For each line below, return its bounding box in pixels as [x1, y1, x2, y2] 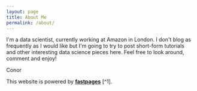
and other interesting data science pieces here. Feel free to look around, [6, 49, 184, 56]
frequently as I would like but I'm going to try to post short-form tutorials [6, 42, 184, 49]
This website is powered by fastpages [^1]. [6, 78, 113, 85]
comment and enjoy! [6, 55, 57, 62]
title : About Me [6, 14, 47, 20]
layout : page [6, 8, 39, 15]
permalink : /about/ [6, 20, 55, 26]
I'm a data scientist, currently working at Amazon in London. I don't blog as [6, 36, 192, 43]
